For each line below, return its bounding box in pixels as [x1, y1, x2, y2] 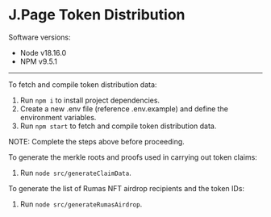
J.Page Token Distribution [8, 6, 186, 24]
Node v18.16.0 [19, 48, 67, 57]
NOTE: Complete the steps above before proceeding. [8, 136, 186, 146]
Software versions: [8, 32, 71, 42]
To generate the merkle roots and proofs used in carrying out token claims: [8, 152, 258, 162]
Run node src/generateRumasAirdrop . [19, 199, 143, 209]
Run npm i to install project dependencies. [19, 95, 160, 105]
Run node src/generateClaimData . [19, 168, 131, 177]
